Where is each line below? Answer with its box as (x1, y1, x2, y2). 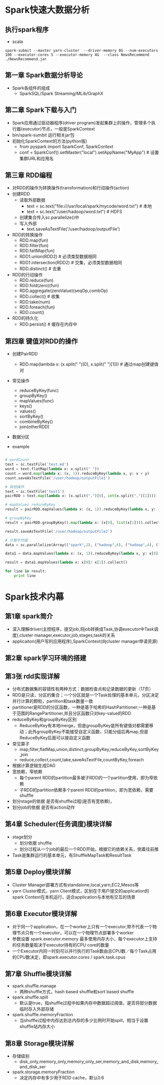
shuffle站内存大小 (19, 1023, 55, 1029)
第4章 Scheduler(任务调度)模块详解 (5, 820, 112, 828)
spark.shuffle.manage (12, 983, 57, 989)
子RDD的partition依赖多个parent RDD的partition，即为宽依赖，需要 (19, 787, 154, 793)
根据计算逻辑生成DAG (12, 763, 56, 769)
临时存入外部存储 (19, 1006, 54, 1012)
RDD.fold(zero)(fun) (19, 283, 60, 289)
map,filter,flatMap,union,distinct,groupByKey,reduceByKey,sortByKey (19, 747, 159, 752)
